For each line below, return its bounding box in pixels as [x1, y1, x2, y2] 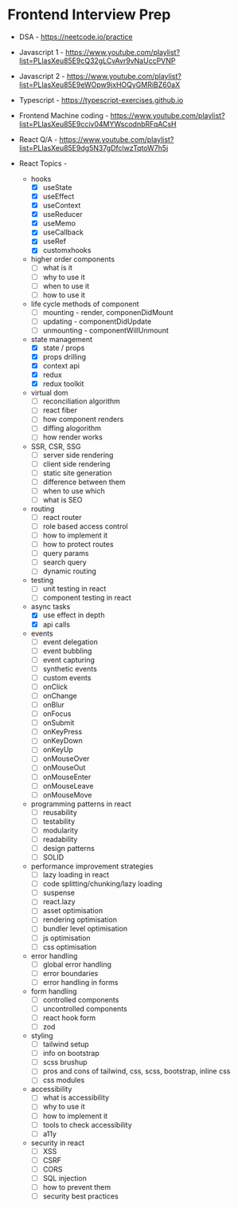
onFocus [42, 709, 72, 719]
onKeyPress [42, 727, 83, 737]
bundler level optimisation [42, 923, 128, 934]
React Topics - [18, 158, 68, 168]
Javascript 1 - [18, 47, 64, 57]
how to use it [42, 289, 85, 300]
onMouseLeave [42, 781, 94, 790]
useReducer [42, 210, 83, 219]
